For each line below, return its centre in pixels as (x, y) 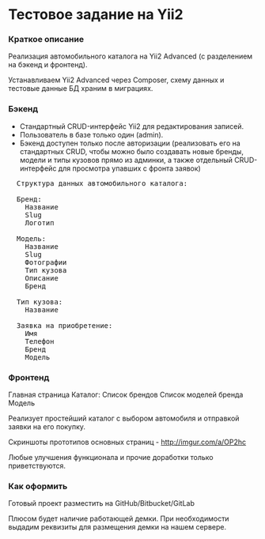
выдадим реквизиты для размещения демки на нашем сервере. (117, 527)
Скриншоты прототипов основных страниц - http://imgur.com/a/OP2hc (127, 442)
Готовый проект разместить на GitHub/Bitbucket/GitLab (102, 503)
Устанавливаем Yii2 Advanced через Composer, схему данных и (116, 80)
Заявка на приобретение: (64, 325)
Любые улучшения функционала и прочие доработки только (111, 458)
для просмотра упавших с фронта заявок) (130, 168)
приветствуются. (37, 466)
